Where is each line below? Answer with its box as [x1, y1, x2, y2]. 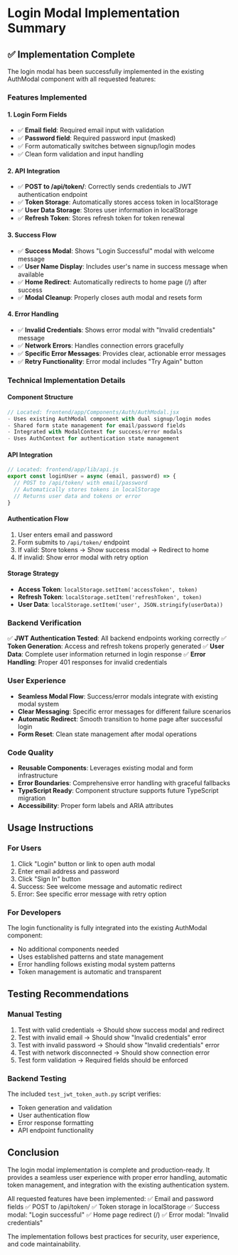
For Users [7, 844, 42, 853]
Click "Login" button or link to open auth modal [17, 859, 156, 868]
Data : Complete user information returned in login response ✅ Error [7, 650, 206, 659]
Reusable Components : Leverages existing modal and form [17, 763, 193, 772]
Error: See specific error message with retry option [17, 890, 167, 898]
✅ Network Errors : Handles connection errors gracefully [17, 341, 184, 350]
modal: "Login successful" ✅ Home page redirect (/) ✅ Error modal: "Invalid [7, 1210, 229, 1219]
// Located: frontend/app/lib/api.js [7, 466, 119, 473]
